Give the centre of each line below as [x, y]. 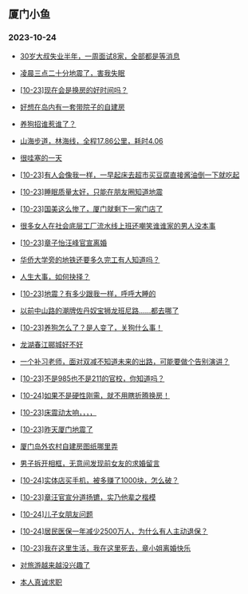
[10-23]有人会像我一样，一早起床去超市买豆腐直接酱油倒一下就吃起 [130, 175]
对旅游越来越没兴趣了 [55, 564]
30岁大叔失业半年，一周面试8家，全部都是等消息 [100, 56]
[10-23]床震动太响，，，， [58, 412]
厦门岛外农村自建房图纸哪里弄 [69, 446]
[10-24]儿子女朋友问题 [56, 514]
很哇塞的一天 [41, 157]
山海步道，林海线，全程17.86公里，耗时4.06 [91, 141]
